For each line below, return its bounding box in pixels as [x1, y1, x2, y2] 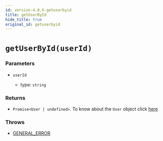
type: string [20, 81, 46, 87]
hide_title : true [5, 17, 42, 22]
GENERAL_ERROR [12, 130, 51, 136]
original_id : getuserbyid [5, 21, 60, 27]
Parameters [5, 60, 35, 67]
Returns [5, 94, 25, 101]
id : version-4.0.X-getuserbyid [5, 7, 72, 13]
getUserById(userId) [5, 44, 93, 54]
